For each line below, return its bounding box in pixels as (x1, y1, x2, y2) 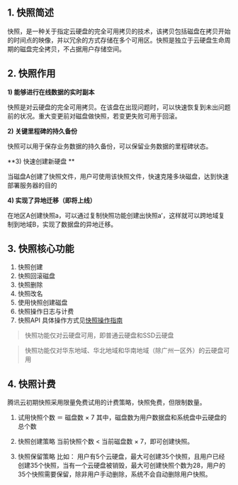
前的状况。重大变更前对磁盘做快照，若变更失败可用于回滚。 (7, 111, 181, 120)
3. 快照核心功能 (7, 243, 74, 255)
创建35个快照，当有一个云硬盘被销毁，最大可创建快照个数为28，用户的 (17, 461, 225, 470)
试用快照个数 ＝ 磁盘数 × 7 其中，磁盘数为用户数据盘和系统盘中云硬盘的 (17, 413, 227, 422)
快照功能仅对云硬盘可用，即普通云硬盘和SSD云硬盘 (24, 331, 174, 339)
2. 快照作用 (7, 67, 56, 80)
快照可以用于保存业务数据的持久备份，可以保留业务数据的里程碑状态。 (7, 141, 212, 151)
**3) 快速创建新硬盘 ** (7, 157, 75, 165)
